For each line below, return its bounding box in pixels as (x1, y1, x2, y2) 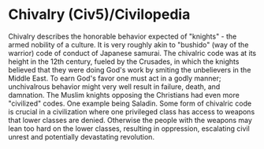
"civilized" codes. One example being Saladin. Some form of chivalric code (8, 99, 252, 108)
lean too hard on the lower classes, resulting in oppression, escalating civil (8, 124, 250, 133)
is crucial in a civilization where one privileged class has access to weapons (8, 106, 255, 116)
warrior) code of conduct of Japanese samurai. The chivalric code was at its (8, 48, 257, 58)
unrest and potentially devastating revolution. (8, 132, 155, 141)
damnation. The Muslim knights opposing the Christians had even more (8, 90, 240, 99)
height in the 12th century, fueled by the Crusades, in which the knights (8, 57, 240, 66)
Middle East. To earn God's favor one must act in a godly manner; (8, 73, 221, 83)
